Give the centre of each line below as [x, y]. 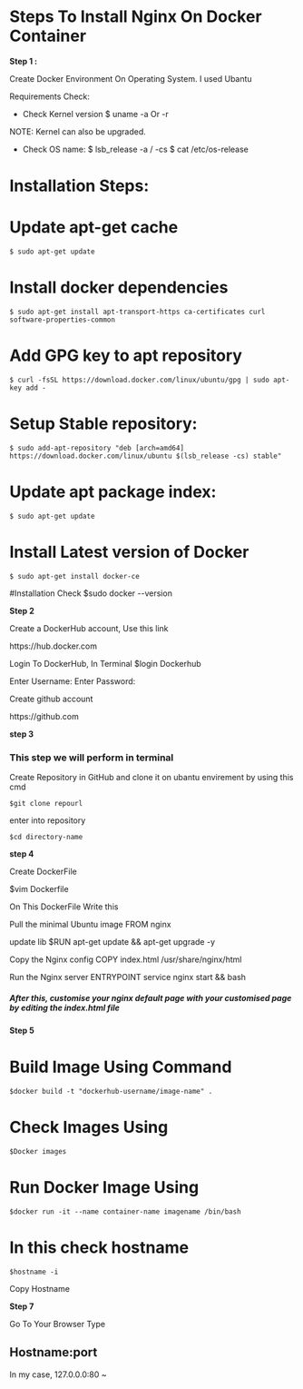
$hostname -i [34, 1272]
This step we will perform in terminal [92, 758]
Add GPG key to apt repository [126, 356]
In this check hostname [99, 1248]
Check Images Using [89, 1127]
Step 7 [22, 1306]
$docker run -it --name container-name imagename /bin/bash [126, 1211]
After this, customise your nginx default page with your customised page [151, 997]
